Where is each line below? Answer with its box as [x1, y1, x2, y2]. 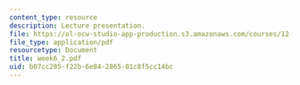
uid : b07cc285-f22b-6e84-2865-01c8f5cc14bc [9, 63, 174, 72]
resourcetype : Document [9, 46, 98, 55]
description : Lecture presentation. [9, 21, 146, 30]
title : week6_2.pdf [9, 54, 82, 63]
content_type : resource [9, 12, 98, 22]
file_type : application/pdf [9, 37, 114, 47]
